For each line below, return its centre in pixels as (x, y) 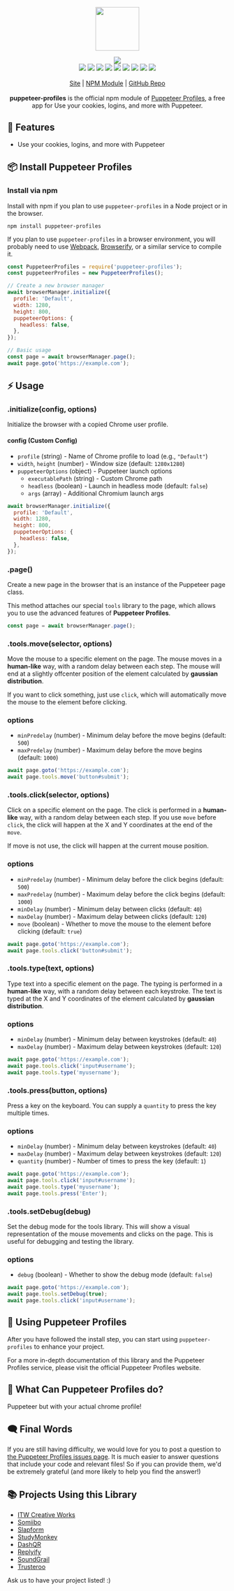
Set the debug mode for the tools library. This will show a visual (98, 1227)
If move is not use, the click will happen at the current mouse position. (108, 846)
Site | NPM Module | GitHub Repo (117, 83)
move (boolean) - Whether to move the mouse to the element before (114, 924)
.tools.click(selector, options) (58, 795)
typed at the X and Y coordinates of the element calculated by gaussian (111, 998)
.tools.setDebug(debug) (49, 1211)
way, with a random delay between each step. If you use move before (118, 818)
